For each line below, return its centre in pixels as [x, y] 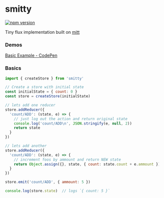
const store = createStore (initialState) [48, 97]
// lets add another [26, 146]
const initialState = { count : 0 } [41, 92]
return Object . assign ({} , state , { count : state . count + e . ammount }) [87, 164]
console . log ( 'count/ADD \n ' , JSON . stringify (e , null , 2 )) [73, 124]
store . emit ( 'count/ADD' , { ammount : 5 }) [48, 182]
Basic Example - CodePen [31, 55]
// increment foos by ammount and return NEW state [67, 160]
